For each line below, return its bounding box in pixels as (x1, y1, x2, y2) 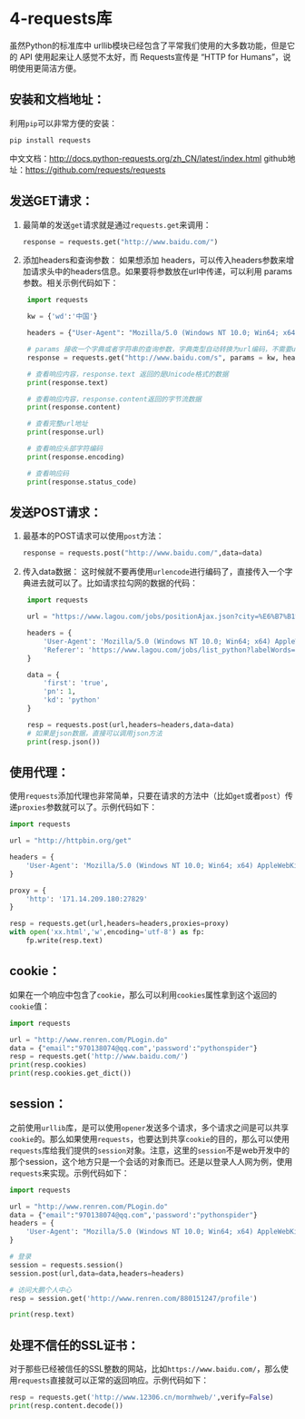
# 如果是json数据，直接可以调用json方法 (26, 728, 163, 738)
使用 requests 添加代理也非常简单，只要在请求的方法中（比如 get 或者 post (9, 791, 278, 802)
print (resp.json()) (26, 737, 101, 746)
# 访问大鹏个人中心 (9, 1286, 73, 1295)
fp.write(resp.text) (25, 936, 103, 945)
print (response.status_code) (26, 478, 138, 487)
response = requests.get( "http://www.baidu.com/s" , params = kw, (26, 353, 280, 362)
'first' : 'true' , (43, 678, 109, 688)
